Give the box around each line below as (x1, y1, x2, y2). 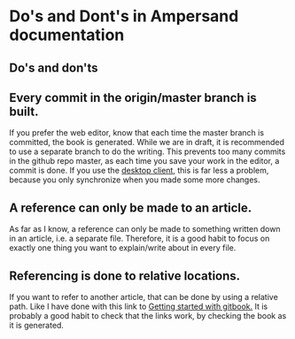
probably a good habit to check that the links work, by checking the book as (9, 311, 287, 321)
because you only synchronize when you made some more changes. (9, 174, 260, 185)
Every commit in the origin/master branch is (9, 90, 257, 105)
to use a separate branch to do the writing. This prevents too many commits (9, 146, 286, 157)
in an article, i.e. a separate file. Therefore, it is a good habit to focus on (9, 233, 270, 244)
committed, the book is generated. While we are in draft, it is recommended (9, 137, 285, 148)
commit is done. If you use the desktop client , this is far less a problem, (9, 166, 269, 176)
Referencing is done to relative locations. (9, 268, 241, 283)
